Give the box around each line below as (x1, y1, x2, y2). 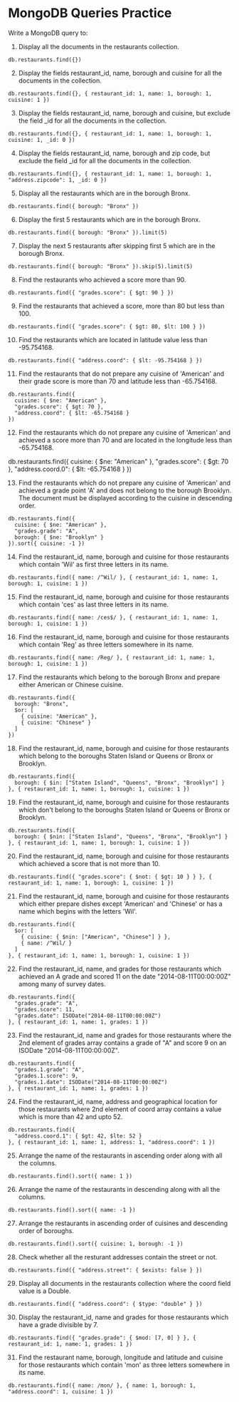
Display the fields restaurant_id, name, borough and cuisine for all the (18, 68, 223, 77)
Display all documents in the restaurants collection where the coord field (18, 1279, 231, 1287)
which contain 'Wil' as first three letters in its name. (18, 560, 169, 568)
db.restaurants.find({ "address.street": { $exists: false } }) (8, 1267, 203, 1274)
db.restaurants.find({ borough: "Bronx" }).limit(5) (8, 229, 168, 236)
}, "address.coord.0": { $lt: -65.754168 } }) (8, 465, 132, 473)
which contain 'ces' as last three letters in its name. (18, 600, 169, 609)
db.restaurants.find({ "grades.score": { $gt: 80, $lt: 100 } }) (8, 323, 206, 330)
